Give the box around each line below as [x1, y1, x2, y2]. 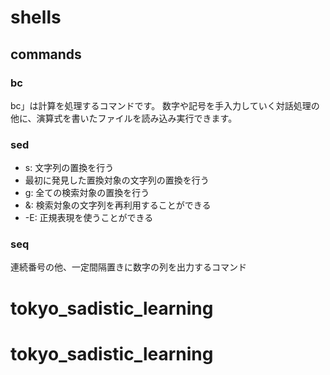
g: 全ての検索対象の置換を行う [24, 187, 150, 199]
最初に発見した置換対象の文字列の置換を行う [24, 174, 210, 186]
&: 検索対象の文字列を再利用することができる [24, 199, 212, 211]
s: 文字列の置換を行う [24, 162, 115, 174]
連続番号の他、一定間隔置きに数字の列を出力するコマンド [10, 261, 247, 273]
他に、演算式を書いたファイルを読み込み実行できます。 [10, 112, 238, 124]
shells [10, 6, 62, 29]
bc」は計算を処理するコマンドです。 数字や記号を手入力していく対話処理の [10, 99, 320, 111]
